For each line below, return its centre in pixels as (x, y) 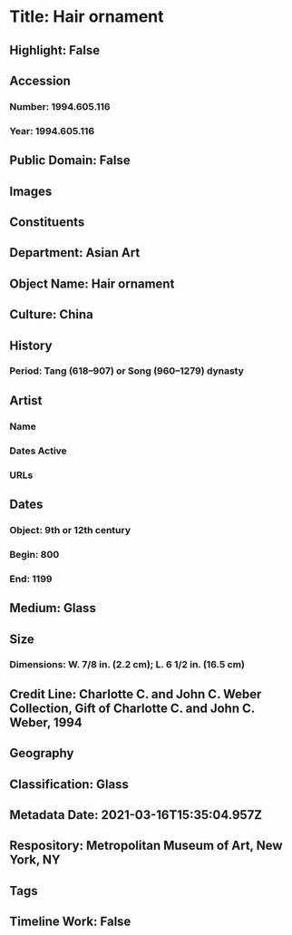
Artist (26, 400)
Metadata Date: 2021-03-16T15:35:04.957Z (136, 815)
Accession (40, 80)
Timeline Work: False (70, 922)
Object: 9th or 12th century (70, 530)
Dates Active (39, 451)
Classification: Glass (69, 784)
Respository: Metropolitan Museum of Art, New (146, 846)
